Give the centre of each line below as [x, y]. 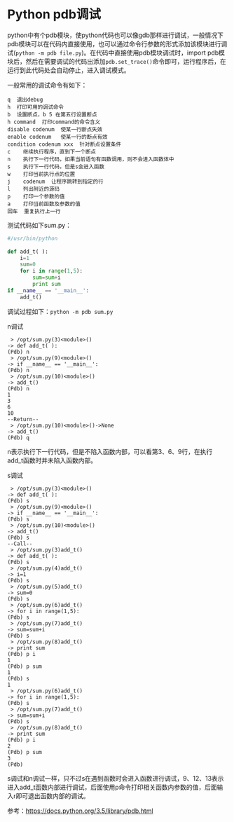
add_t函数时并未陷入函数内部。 [52, 460]
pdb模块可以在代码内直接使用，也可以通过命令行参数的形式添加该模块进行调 [117, 43]
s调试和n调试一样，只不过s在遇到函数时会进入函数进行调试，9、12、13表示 [116, 778]
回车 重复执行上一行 [34, 211]
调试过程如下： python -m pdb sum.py [60, 311]
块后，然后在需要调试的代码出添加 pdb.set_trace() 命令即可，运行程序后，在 [117, 61]
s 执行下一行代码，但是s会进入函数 [56, 166]
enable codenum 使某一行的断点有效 [57, 137]
